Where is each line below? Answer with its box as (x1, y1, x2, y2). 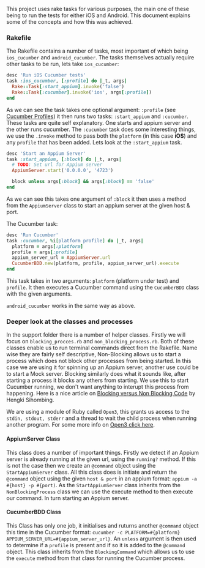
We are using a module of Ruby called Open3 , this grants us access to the (6, 408, 190, 416)
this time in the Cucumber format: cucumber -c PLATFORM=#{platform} (6, 528, 181, 536)
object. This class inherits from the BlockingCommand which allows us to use (6, 548, 195, 555)
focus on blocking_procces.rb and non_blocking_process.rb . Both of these (6, 338, 195, 345)
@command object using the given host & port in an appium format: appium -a (6, 474, 198, 482)
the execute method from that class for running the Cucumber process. (6, 554, 185, 562)
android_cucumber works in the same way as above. (6, 302, 136, 310)
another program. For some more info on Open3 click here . (6, 421, 155, 428)
